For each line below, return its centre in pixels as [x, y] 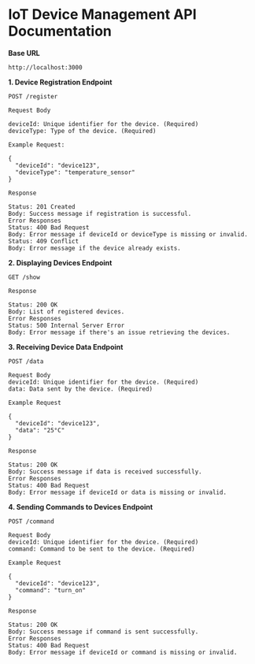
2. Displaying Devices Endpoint [60, 262]
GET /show [24, 277]
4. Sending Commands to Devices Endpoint [81, 506]
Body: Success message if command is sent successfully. [103, 632]
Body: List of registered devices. [67, 312]
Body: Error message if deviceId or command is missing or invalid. [123, 652]
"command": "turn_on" [51, 590]
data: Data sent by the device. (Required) [81, 389]
